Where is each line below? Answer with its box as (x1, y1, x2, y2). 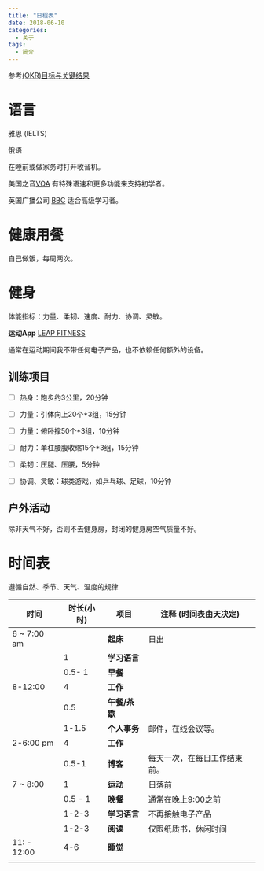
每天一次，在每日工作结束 (148, 752, 244, 763)
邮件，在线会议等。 (148, 723, 220, 734)
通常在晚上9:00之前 (148, 794, 222, 805)
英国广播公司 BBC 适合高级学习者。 (8, 195, 123, 205)
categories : (8, 26, 47, 34)
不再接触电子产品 (148, 808, 212, 819)
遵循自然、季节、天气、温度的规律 (8, 581, 119, 591)
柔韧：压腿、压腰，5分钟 (19, 459, 101, 469)
